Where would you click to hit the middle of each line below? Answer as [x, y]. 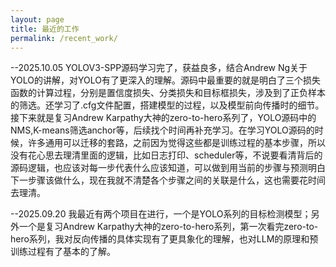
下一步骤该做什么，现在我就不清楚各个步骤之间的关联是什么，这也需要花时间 [168, 180]
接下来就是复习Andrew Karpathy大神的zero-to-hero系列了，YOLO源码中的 [163, 118]
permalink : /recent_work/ [64, 38]
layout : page [37, 19]
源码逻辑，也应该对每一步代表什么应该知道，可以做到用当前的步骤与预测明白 [168, 168]
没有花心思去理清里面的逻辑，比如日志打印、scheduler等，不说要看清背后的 [166, 155]
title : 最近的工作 [45, 29]
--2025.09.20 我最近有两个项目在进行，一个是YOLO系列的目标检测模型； [161, 214]
